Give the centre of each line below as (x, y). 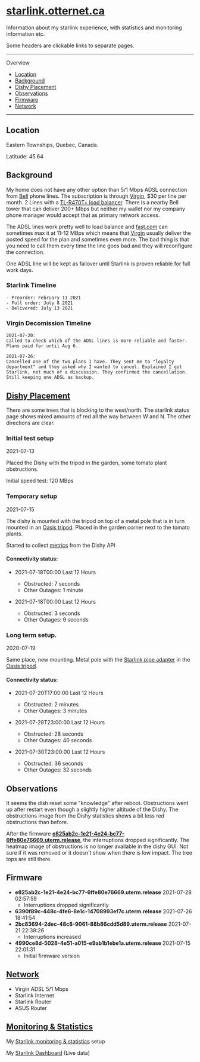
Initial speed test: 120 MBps (40, 481)
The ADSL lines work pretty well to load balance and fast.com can (87, 227)
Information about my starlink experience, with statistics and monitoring (94, 27)
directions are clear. (31, 423)
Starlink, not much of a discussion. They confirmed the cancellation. (97, 372)
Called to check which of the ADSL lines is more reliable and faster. (97, 341)
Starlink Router (33, 1002)
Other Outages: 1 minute (53, 590)
